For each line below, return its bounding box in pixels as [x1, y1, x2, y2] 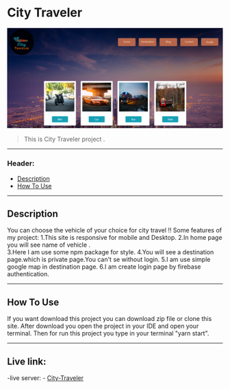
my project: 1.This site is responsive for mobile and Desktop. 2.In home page [7, 234, 222, 242]
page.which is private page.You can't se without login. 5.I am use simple [7, 256, 211, 264]
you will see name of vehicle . [7, 241, 91, 249]
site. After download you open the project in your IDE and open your [7, 322, 199, 331]
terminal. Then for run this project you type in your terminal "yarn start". [7, 329, 209, 337]
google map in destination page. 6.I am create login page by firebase [7, 263, 201, 271]
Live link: [7, 355, 47, 367]
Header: [7, 159, 35, 168]
